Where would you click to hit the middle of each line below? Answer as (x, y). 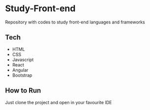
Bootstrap (22, 75)
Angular (20, 70)
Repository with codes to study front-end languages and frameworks (75, 22)
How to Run (23, 91)
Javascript (23, 60)
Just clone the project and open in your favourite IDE (59, 102)
